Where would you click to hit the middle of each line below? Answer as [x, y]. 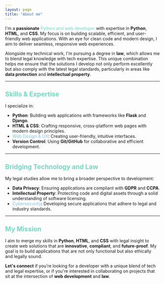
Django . [20, 121]
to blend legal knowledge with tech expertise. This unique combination [77, 58]
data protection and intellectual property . [48, 74]
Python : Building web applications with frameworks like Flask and [79, 115]
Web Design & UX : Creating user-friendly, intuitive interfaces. [74, 136]
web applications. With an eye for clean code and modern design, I [89, 39]
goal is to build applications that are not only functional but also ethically [78, 251]
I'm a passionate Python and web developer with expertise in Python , [76, 28]
